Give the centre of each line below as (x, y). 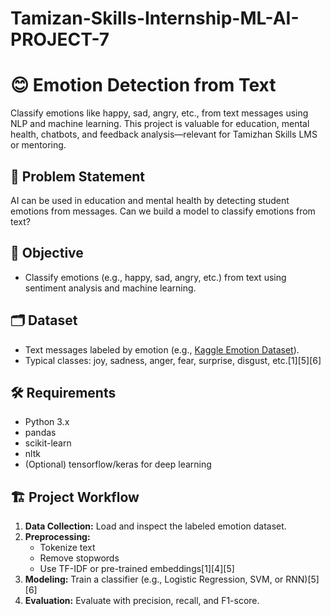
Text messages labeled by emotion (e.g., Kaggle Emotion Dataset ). (162, 349)
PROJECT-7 (60, 39)
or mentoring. (38, 145)
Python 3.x (47, 422)
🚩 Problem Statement (78, 176)
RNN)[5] (302, 579)
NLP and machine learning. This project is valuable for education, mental (160, 124)
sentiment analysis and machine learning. (110, 288)
